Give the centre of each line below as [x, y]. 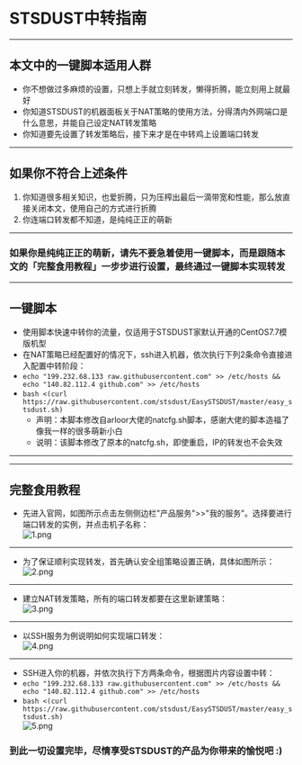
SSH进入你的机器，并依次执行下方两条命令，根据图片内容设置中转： [149, 673]
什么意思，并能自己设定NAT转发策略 [89, 122]
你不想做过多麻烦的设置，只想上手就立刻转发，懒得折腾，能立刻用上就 [152, 89]
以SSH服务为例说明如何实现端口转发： [93, 636]
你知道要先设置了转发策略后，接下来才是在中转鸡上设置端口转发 [140, 134]
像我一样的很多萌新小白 [79, 431]
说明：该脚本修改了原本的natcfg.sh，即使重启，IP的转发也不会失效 [159, 442]
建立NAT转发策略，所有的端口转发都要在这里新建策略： [124, 598]
